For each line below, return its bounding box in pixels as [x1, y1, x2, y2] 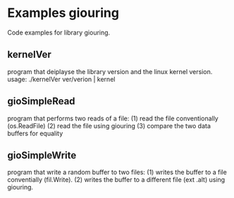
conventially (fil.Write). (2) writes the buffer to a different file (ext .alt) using [7, 175, 226, 184]
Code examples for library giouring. [7, 28, 111, 37]
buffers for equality [7, 129, 63, 137]
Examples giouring [7, 5, 120, 21]
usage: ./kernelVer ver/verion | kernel [7, 75, 116, 83]
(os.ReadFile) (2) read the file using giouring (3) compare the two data [7, 121, 211, 130]
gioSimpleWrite [7, 149, 77, 161]
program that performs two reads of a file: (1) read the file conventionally [7, 114, 218, 123]
